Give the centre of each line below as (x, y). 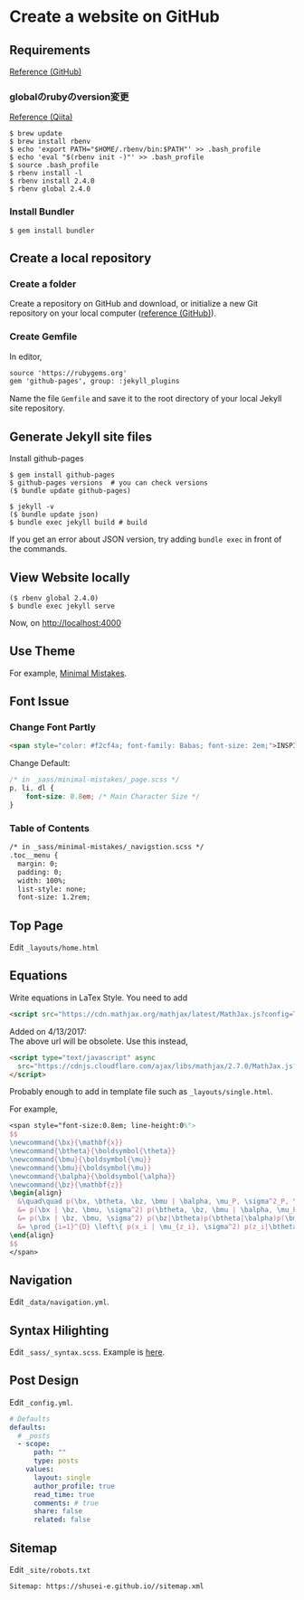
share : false (58, 1511)
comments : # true (66, 1503)
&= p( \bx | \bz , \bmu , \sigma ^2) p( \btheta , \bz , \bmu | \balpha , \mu (153, 1210)
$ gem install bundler (52, 231)
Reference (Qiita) (41, 117)
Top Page (36, 926)
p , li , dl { (32, 789)
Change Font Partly (53, 727)
